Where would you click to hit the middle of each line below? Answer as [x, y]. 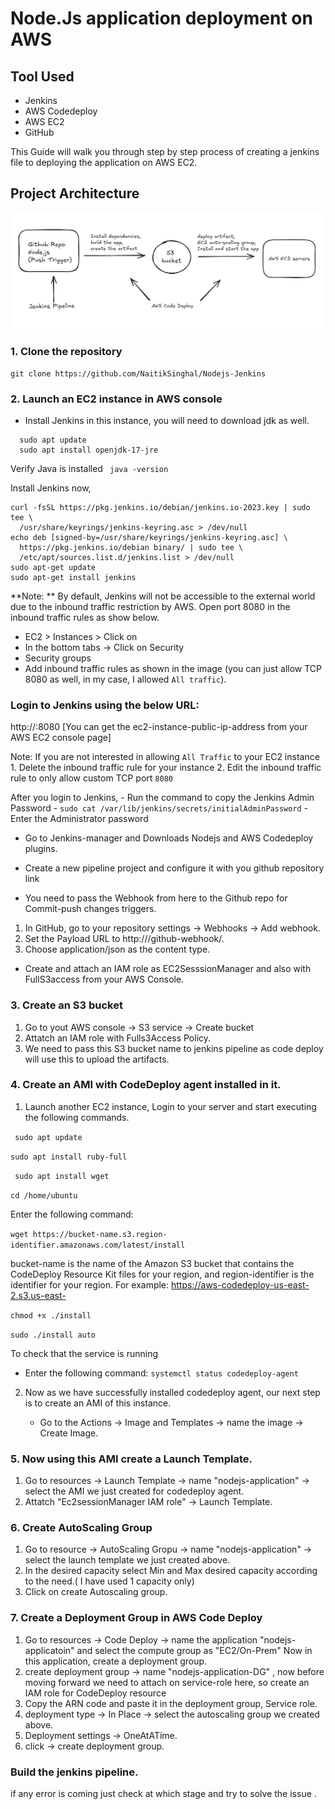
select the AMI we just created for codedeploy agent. [134, 1491]
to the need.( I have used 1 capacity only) [109, 1581]
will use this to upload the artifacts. [97, 1059]
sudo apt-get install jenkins [73, 577]
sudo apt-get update [53, 567]
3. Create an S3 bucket [66, 1005]
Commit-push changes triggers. [90, 909]
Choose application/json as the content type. [117, 949]
